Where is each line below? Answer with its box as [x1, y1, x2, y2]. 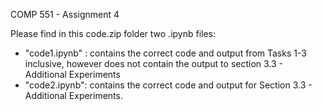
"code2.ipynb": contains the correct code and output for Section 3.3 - [24, 79, 313, 91]
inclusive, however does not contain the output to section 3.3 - [24, 58, 284, 69]
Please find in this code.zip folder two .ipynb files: [10, 28, 217, 39]
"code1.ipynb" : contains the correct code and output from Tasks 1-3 [24, 47, 307, 59]
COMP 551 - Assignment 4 [10, 9, 120, 20]
